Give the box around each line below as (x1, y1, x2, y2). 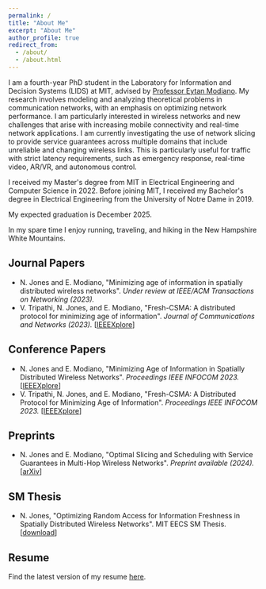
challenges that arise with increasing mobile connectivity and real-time (8, 120, 240, 129)
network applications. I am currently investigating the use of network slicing (8, 128, 256, 137)
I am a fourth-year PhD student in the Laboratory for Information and (8, 77, 232, 87)
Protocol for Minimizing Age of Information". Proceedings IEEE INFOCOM (19, 398, 258, 407)
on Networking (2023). (19, 294, 95, 304)
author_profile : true (8, 33, 80, 42)
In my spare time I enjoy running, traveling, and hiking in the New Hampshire (8, 225, 257, 234)
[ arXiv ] (19, 467, 42, 476)
